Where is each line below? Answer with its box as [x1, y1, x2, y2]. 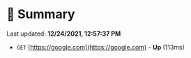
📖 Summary [6, 6, 75, 22]
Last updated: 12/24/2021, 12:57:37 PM [6, 29, 121, 38]
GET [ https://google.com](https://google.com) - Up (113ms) [16, 43, 185, 51]
